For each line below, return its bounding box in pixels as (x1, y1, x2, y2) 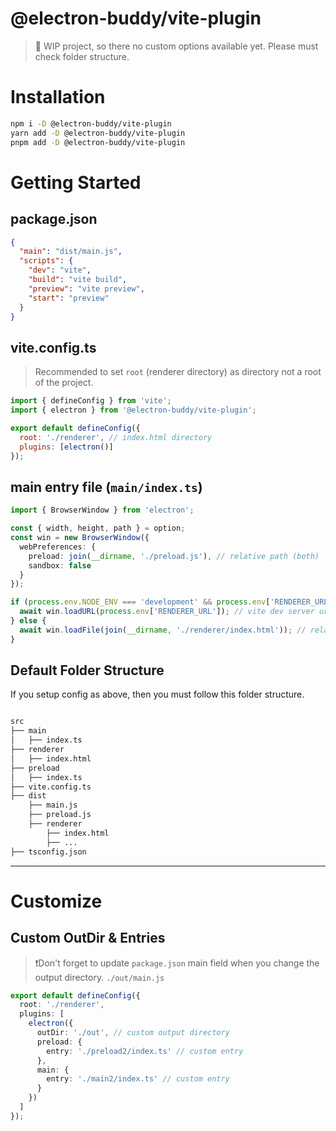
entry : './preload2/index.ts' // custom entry (46, 1046, 244, 1056)
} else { (10, 616, 47, 626)
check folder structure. (34, 50, 130, 62)
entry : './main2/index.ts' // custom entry (46, 1074, 230, 1084)
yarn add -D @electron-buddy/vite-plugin (10, 128, 186, 138)
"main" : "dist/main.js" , (19, 247, 123, 257)
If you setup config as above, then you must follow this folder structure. (10, 688, 305, 701)
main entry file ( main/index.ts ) (10, 478, 203, 496)
